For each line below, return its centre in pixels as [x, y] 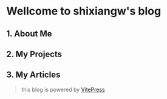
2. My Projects [34, 54]
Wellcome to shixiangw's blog [84, 11]
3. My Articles [33, 75]
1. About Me [29, 34]
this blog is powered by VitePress [63, 89]
